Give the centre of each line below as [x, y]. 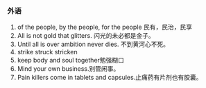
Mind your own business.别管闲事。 [68, 69]
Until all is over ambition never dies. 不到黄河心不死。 [93, 44]
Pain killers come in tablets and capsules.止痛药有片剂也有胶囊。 [110, 78]
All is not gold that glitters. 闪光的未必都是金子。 [86, 36]
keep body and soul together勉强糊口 [71, 60]
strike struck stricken [47, 52]
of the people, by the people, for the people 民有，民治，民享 [105, 27]
